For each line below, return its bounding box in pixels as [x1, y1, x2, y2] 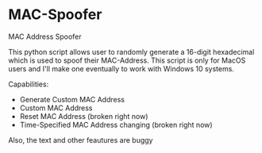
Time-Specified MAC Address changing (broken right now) [19, 120, 213, 129]
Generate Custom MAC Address [19, 94, 125, 104]
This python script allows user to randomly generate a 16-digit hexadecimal [8, 47, 255, 56]
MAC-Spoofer [8, 6, 102, 24]
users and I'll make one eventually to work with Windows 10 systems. [8, 63, 234, 73]
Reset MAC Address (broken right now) [19, 111, 148, 120]
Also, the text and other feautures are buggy [8, 135, 153, 144]
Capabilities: [8, 79, 49, 89]
